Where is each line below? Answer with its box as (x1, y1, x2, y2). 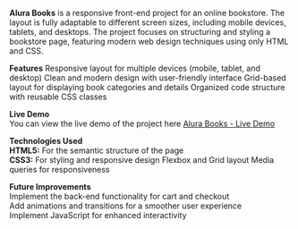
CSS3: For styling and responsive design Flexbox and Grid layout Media (9, 155, 275, 165)
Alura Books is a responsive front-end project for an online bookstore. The (9, 8, 285, 18)
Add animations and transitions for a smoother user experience (9, 200, 243, 211)
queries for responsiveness (9, 165, 110, 174)
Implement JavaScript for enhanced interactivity (9, 210, 187, 220)
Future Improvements (9, 182, 91, 191)
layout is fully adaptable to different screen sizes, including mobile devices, (9, 17, 286, 28)
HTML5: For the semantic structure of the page (9, 145, 184, 156)
